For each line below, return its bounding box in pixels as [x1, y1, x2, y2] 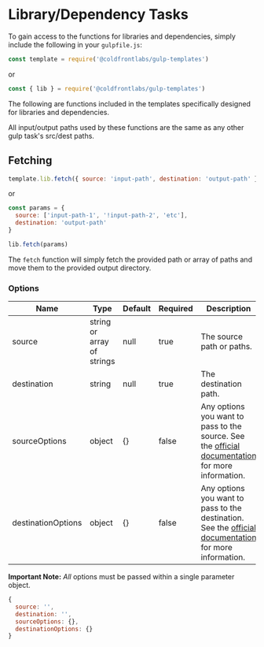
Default [123, 303, 152, 314]
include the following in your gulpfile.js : [8, 39, 143, 49]
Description [206, 303, 251, 314]
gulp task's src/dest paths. [8, 131, 94, 140]
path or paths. [200, 341, 253, 352]
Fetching [8, 154, 53, 167]
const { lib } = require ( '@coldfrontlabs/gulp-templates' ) [8, 84, 206, 92]
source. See [200, 431, 245, 442]
